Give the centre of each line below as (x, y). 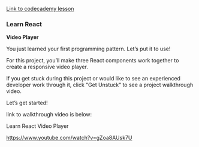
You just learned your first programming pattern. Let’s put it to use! (88, 49)
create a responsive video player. (47, 67)
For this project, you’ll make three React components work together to (93, 61)
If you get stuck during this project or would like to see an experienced (94, 79)
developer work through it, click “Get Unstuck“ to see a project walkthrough (100, 85)
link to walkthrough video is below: (49, 115)
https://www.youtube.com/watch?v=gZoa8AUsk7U (69, 138)
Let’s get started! (27, 103)
